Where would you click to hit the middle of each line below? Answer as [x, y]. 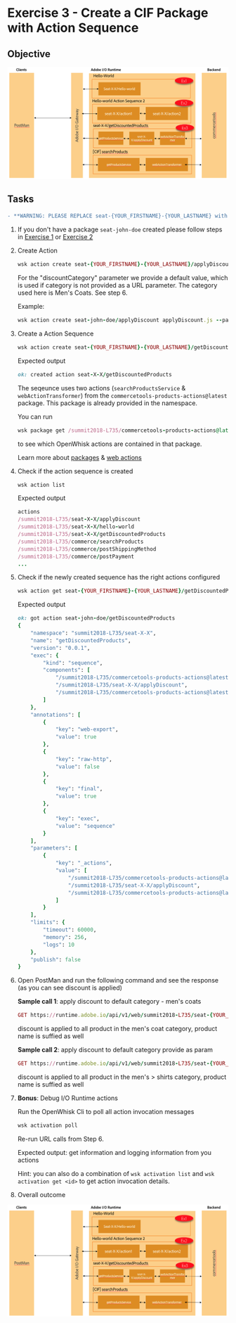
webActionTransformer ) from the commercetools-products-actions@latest [122, 395]
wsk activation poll [47, 1125]
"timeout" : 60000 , [70, 930]
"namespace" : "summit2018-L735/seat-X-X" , [93, 633]
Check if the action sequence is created [75, 471]
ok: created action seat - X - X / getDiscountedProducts [94, 374]
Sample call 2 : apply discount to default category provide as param [115, 1050]
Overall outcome [41, 1194]
